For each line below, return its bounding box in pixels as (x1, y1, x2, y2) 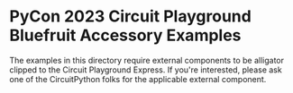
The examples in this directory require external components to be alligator (9, 55, 284, 65)
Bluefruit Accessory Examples (9, 25, 242, 46)
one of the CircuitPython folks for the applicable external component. (9, 73, 267, 84)
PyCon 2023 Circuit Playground (9, 6, 252, 27)
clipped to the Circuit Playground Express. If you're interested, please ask (9, 64, 282, 75)
